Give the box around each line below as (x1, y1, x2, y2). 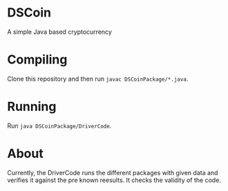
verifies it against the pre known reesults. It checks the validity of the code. (7, 176, 221, 184)
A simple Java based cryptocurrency (7, 28, 113, 36)
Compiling (7, 52, 68, 68)
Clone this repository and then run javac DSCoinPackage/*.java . (7, 74, 189, 83)
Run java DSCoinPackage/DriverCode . (7, 121, 112, 130)
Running (7, 99, 57, 114)
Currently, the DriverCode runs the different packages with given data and (7, 168, 218, 177)
